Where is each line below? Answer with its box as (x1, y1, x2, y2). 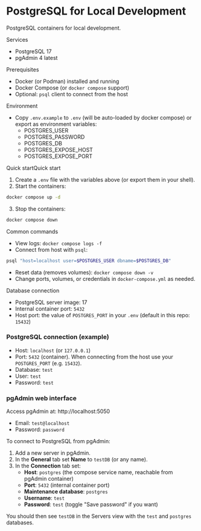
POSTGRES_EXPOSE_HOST (24, 146, 94, 153)
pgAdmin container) (24, 475, 74, 483)
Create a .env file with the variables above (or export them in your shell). (14, 176, 195, 183)
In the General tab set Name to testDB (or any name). (14, 456, 148, 463)
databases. (6, 519, 34, 526)
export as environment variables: (14, 120, 97, 128)
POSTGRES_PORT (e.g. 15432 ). (14, 359, 82, 367)
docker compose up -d (6, 194, 61, 200)
